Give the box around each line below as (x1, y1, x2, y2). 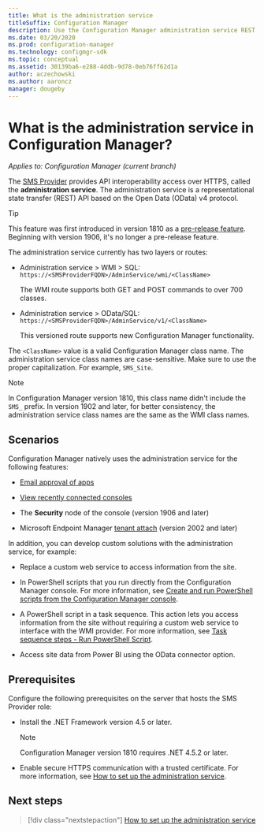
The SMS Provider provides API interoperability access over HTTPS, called (8, 176, 251, 186)
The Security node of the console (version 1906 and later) (19, 508, 210, 518)
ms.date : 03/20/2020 (8, 33, 76, 42)
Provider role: (8, 702, 53, 711)
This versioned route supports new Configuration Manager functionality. (19, 331, 255, 340)
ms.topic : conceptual (8, 56, 80, 64)
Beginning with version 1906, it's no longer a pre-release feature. (8, 232, 219, 242)
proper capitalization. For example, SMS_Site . (8, 363, 154, 373)
